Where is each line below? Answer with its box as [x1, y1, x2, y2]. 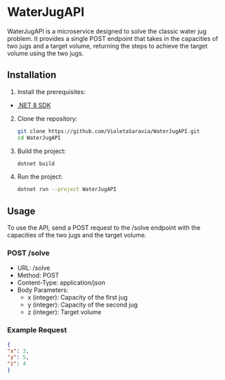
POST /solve [7, 248, 50, 257]
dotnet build [17, 160, 55, 167]
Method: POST [17, 271, 59, 280]
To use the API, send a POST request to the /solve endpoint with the [7, 224, 201, 232]
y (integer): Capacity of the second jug [27, 300, 138, 309]
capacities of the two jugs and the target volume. [7, 231, 147, 239]
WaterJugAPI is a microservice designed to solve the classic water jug [7, 27, 207, 35]
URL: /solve [17, 264, 50, 272]
